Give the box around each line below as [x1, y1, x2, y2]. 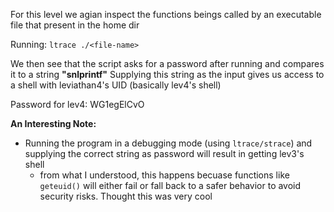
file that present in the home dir [10, 19, 140, 31]
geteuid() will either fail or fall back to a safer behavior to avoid [39, 180, 302, 191]
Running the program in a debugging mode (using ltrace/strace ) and [24, 137, 313, 149]
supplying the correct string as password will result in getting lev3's [24, 148, 305, 159]
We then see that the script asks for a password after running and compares [10, 58, 325, 69]
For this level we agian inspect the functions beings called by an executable [10, 9, 322, 20]
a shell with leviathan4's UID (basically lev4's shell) [10, 79, 222, 91]
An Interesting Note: [10, 118, 97, 129]
